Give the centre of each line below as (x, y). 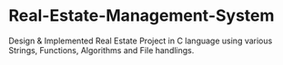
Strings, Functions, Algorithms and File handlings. (101, 50)
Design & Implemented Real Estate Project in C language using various (141, 41)
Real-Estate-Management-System (141, 16)
